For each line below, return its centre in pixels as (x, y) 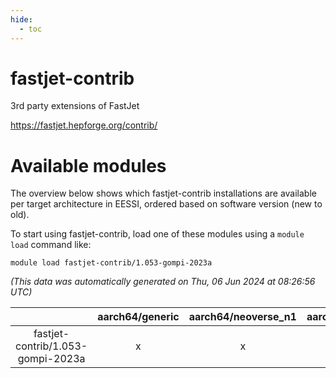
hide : (21, 19)
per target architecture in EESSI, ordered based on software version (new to (166, 204)
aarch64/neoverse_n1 (242, 317)
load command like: (51, 245)
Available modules (88, 165)
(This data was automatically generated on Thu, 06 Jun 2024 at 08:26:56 (163, 282)
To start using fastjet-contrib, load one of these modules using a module (157, 234)
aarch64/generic (138, 317)
